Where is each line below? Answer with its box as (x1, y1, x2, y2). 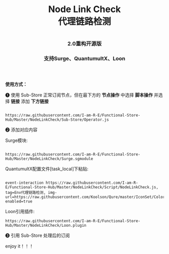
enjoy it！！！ (5, 243, 34, 249)
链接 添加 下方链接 (11, 98, 49, 104)
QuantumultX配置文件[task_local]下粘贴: (5, 166, 89, 172)
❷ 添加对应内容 (5, 126, 38, 132)
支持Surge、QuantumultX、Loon (43, 55, 126, 62)
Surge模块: (5, 137, 28, 143)
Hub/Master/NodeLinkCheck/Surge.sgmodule (5, 156, 94, 161)
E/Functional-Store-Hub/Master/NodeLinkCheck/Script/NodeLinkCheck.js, (5, 184, 158, 190)
